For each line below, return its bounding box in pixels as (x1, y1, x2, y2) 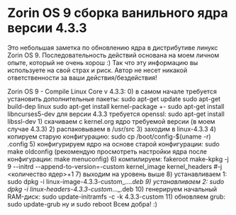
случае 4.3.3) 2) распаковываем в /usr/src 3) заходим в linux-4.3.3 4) (7, 124, 216, 133)
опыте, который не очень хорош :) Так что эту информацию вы (7, 58, 198, 66)
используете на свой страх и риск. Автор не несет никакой (7, 66, 188, 74)
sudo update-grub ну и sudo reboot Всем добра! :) (7, 199, 158, 208)
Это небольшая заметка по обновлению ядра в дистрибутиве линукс (7, 43, 218, 52)
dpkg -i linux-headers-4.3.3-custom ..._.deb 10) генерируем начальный (7, 185, 218, 193)
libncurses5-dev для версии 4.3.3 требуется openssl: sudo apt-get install (7, 110, 225, 118)
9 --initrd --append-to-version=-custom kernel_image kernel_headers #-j (7, 162, 223, 170)
